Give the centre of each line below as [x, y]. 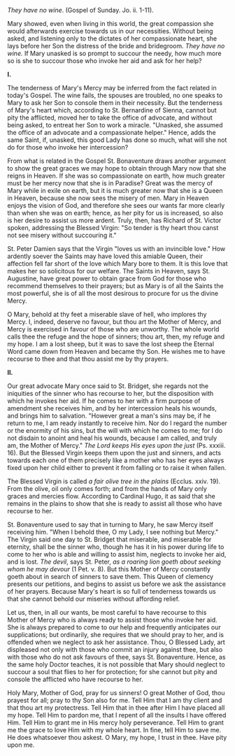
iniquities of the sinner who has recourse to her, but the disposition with [111, 393]
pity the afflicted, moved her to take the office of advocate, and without [110, 117]
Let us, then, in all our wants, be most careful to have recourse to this [107, 612]
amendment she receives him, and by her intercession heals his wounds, [112, 408]
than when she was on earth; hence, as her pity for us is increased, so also [115, 213]
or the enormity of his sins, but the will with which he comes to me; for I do [115, 430]
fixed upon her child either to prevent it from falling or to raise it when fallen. [117, 468]
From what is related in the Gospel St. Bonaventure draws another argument [117, 161]
